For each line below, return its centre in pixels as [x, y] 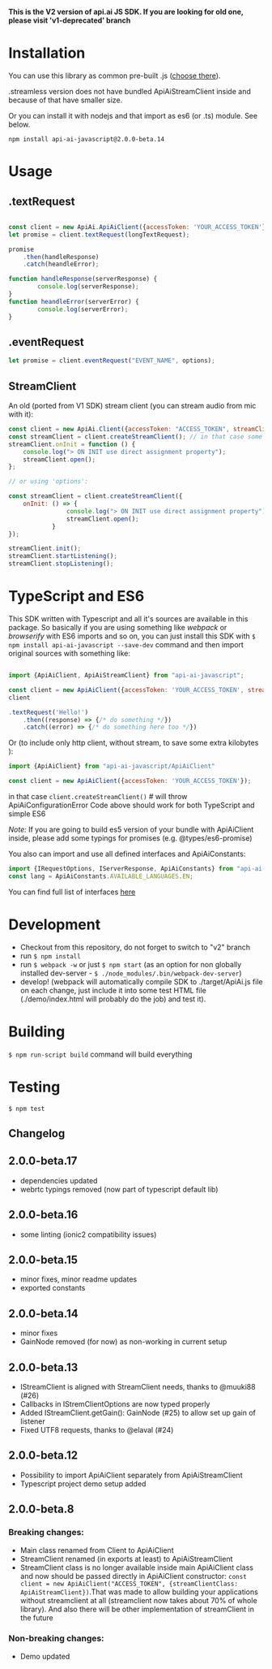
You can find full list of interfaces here [72, 892]
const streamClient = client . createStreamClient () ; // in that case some [136, 437]
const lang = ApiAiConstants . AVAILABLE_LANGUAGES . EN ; [101, 876]
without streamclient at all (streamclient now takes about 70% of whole [138, 1600]
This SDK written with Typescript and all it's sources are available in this [128, 619]
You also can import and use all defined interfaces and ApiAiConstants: [127, 854]
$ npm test [27, 1109]
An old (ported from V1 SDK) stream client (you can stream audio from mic [132, 406]
